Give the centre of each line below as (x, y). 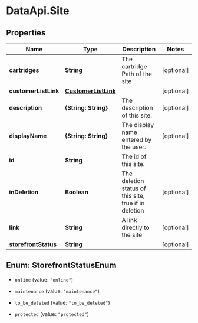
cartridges (24, 70)
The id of (134, 156)
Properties (26, 33)
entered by (137, 140)
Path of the (137, 74)
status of (134, 188)
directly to (136, 227)
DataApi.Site (38, 11)
